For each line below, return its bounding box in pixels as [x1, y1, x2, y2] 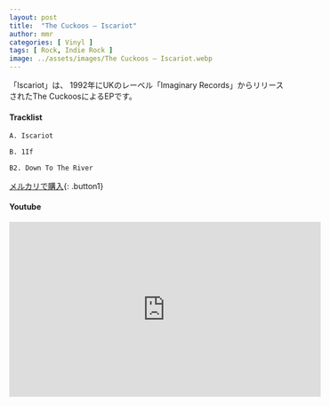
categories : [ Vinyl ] [9, 37, 93, 47]
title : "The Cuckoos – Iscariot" [9, 21, 138, 30]
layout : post [9, 12, 58, 22]
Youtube [9, 202, 42, 212]
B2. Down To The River [9, 163, 93, 172]
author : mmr [9, 29, 53, 38]
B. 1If [9, 147, 34, 156]
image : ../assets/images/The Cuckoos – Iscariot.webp [9, 54, 213, 63]
